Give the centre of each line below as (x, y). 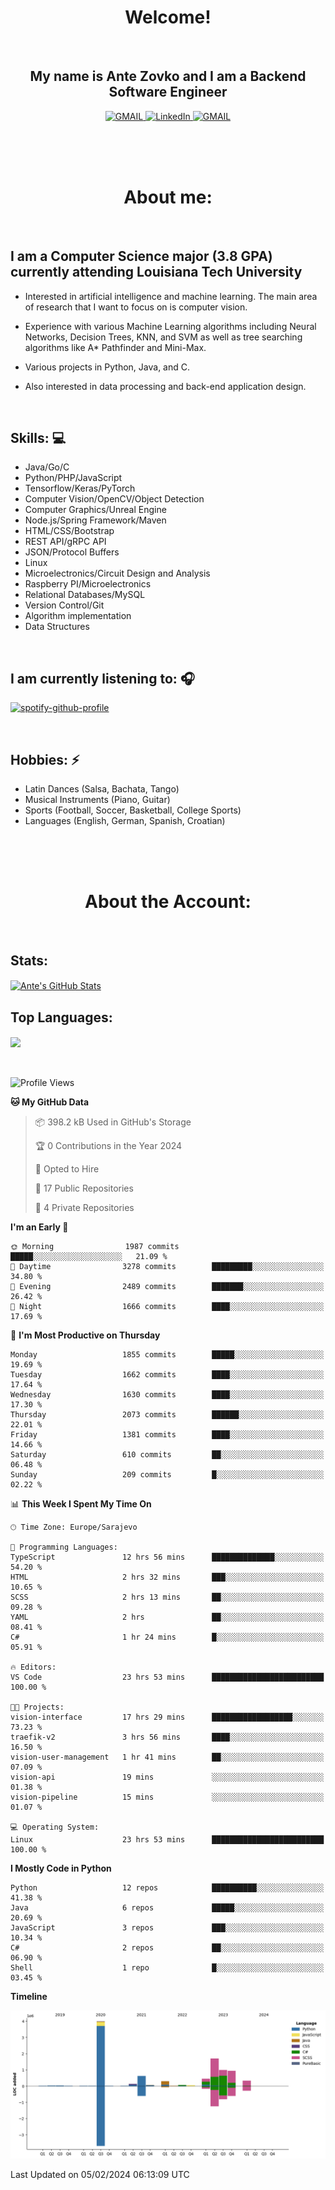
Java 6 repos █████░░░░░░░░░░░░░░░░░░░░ (167, 1908)
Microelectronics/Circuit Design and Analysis (117, 573)
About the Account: (168, 902)
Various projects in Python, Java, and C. (107, 367)
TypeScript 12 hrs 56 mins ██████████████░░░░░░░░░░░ (167, 1557)
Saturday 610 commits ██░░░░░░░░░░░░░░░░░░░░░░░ (167, 1455)
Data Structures (57, 627)
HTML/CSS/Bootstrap (69, 531)
